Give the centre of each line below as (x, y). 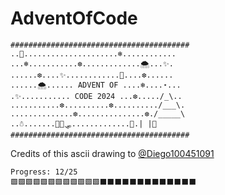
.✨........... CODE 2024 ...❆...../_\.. (96, 96)
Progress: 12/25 (44, 172)
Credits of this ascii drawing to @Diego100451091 (112, 153)
